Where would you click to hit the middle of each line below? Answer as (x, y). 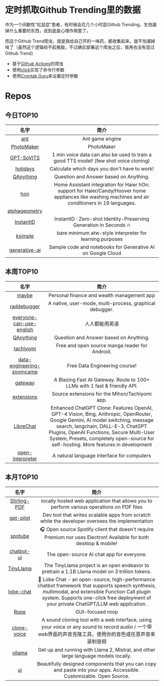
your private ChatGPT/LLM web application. (97, 604)
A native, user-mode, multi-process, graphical (102, 303)
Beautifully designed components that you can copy (97, 663)
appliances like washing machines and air (102, 197)
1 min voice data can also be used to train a (102, 155)
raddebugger (25, 306)
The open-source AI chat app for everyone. (97, 554)
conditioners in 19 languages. (102, 203)
